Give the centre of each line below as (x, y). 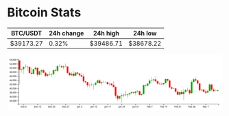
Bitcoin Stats (44, 13)
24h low (145, 33)
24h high (106, 33)
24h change (67, 33)
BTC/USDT (27, 33)
